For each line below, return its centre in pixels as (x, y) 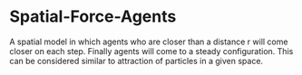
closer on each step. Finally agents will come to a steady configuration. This (151, 51)
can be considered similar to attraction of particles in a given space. (136, 61)
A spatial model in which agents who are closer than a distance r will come (149, 42)
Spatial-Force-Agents (93, 17)
